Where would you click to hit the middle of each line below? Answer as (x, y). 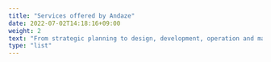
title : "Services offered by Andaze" (72, 16)
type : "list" (30, 46)
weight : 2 (25, 31)
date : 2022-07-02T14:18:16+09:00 (65, 23)
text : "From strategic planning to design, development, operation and (131, 38)
